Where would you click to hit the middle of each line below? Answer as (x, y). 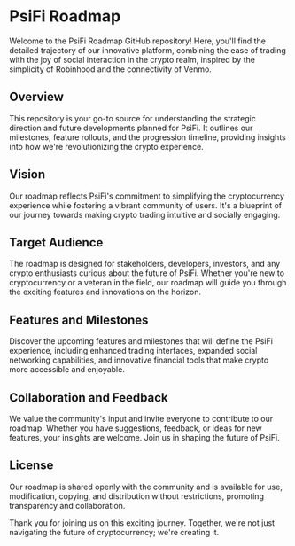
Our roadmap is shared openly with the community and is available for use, (146, 487)
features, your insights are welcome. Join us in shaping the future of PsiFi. (145, 437)
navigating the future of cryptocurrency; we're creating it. (114, 532)
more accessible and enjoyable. (67, 370)
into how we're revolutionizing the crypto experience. (106, 146)
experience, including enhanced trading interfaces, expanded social (133, 351)
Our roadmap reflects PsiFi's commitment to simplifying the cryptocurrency (147, 196)
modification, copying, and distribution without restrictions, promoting (136, 496)
